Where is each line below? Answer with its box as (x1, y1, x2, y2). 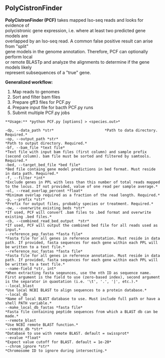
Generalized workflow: (5, 79, 53, 85)
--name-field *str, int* (5, 266, 56, 271)
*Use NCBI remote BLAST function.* (5, 322, 79, 327)
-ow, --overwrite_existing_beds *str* (5, 205, 85, 210)
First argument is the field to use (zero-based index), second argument (5, 275, 161, 279)
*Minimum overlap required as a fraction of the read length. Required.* (5, 193, 161, 198)
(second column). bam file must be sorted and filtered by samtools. (5, 154, 152, 159)
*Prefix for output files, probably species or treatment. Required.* (5, 201, 154, 206)
